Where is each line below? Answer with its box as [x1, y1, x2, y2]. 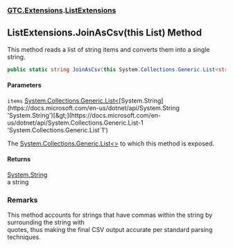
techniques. [7, 233, 41, 241]
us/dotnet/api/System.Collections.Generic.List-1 [7, 118, 144, 127]
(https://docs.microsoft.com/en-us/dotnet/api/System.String [7, 103, 180, 112]
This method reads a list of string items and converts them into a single [7, 45, 210, 53]
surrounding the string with [7, 218, 85, 227]
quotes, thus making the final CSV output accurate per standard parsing [7, 226, 213, 234]
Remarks [7, 195, 38, 204]
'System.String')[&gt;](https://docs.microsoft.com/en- [7, 111, 162, 119]
